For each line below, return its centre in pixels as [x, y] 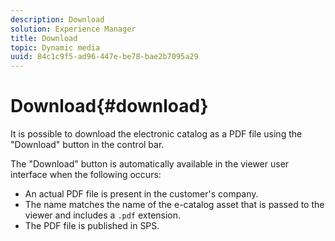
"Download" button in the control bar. [87, 145]
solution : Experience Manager [73, 29]
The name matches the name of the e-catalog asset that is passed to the [174, 205]
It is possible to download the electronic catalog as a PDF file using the [156, 134]
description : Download [57, 19]
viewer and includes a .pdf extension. [103, 215]
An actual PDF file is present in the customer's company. [141, 194]
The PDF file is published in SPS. [92, 226]
